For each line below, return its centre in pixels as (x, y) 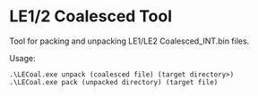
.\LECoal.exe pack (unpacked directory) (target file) (114, 82)
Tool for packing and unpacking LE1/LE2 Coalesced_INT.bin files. (129, 41)
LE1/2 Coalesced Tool (91, 16)
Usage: (22, 58)
